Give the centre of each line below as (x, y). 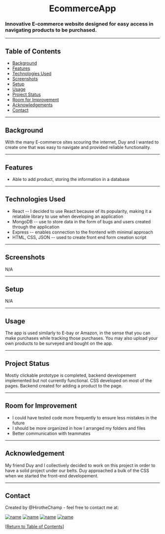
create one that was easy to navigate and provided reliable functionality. (78, 148)
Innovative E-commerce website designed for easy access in (79, 24)
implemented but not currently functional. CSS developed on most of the (79, 380)
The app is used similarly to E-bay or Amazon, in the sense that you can (78, 333)
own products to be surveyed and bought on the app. (59, 343)
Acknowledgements (32, 105)
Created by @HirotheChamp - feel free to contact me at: (62, 507)
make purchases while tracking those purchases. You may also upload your (82, 338)
